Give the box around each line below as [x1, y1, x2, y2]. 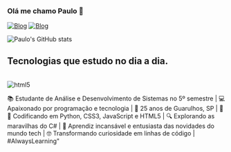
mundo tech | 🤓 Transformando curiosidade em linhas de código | [7, 129, 195, 138]
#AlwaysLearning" [7, 137, 60, 145]
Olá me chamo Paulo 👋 [7, 6, 84, 16]
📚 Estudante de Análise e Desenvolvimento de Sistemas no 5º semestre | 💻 [7, 94, 225, 102]
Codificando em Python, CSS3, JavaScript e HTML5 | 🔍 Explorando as [12, 112, 215, 120]
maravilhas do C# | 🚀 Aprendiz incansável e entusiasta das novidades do [7, 122, 214, 130]
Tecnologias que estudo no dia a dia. [7, 55, 168, 67]
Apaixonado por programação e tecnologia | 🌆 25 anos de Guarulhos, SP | [7, 105, 218, 113]
